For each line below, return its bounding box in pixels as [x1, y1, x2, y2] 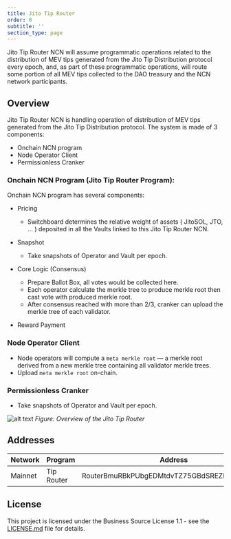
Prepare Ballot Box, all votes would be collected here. [27, 278, 179, 286]
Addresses [7, 434, 55, 446]
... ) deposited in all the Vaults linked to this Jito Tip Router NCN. [27, 225, 210, 233]
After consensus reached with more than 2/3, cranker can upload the [27, 300, 223, 308]
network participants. [7, 77, 68, 86]
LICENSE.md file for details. [7, 524, 85, 532]
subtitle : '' [7, 23, 45, 30]
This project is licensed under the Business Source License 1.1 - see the [7, 517, 210, 525]
